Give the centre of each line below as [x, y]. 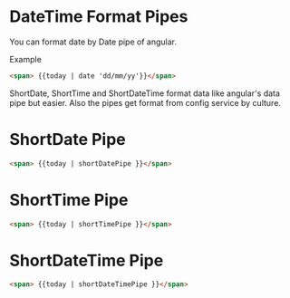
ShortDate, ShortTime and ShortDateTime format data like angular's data [145, 93]
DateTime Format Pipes [99, 17]
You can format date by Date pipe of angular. [93, 42]
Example [26, 59]
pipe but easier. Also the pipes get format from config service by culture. [145, 102]
